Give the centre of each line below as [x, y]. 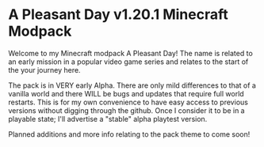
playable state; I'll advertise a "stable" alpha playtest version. [108, 119]
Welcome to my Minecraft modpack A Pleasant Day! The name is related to [131, 53]
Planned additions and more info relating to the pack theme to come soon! [129, 134]
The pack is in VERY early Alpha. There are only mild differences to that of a [132, 85]
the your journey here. [44, 70]
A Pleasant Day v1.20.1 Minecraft [118, 15]
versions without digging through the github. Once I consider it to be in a [126, 110]
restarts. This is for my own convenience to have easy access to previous [128, 102]
